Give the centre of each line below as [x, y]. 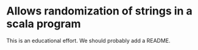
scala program [44, 24]
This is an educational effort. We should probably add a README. [88, 40]
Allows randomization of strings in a [100, 11]
